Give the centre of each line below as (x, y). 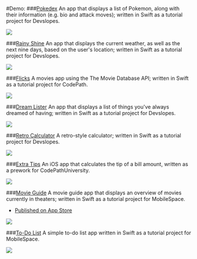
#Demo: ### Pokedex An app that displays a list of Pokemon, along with (93, 9)
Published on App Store (43, 210)
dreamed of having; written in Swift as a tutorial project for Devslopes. (91, 113)
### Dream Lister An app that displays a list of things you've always (88, 107)
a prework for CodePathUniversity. (48, 170)
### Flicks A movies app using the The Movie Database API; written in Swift (98, 78)
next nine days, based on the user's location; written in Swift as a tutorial (94, 50)
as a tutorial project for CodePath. (47, 84)
